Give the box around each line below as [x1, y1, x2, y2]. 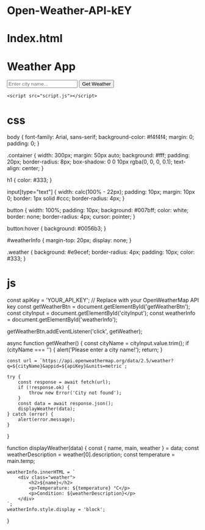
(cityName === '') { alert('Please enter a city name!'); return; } [7, 346, 163, 354]
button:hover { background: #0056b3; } [7, 225, 106, 232]
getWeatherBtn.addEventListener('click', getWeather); [7, 328, 143, 335]
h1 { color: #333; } [7, 176, 52, 184]
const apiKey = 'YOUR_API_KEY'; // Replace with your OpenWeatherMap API [7, 296, 199, 304]
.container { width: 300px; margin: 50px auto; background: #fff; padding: [7, 152, 190, 159]
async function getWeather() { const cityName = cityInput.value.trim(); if [7, 340, 189, 347]
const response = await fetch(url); [18, 379, 112, 385]
